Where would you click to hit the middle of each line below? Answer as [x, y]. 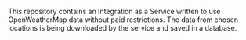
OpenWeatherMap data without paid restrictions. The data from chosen [123, 20]
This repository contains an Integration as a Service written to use [114, 11]
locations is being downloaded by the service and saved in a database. [123, 28]
